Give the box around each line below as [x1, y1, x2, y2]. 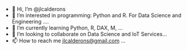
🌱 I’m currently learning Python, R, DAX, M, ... [11, 24, 123, 31]
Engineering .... [11, 18, 49, 25]
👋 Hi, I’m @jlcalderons [11, 6, 66, 12]
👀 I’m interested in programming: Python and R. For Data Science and [11, 12, 182, 19]
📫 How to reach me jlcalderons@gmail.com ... [11, 37, 126, 44]
